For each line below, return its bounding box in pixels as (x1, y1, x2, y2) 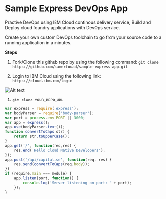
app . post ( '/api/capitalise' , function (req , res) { (5, 157, 112, 162)
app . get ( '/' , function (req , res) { (5, 143, 77, 148)
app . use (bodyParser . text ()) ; (5, 125, 65, 130)
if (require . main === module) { (5, 171, 72, 176)
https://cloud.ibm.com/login (12, 78, 73, 83)
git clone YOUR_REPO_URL (12, 98, 64, 102)
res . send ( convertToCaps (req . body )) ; (14, 162, 90, 167)
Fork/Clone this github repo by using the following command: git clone (12, 59, 159, 65)
